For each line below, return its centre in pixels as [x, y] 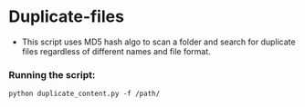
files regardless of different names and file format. [116, 51]
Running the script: [52, 74]
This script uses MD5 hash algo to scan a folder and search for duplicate [158, 42]
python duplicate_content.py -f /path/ [84, 94]
